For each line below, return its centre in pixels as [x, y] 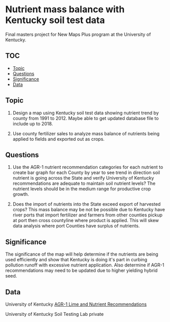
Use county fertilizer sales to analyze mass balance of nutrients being [86, 133]
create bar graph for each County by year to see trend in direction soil [86, 172]
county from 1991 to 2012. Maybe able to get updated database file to [86, 118]
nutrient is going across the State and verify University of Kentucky [83, 178]
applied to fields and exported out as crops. [58, 139]
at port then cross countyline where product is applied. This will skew [86, 220]
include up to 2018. [33, 123]
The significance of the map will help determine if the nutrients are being [82, 254]
